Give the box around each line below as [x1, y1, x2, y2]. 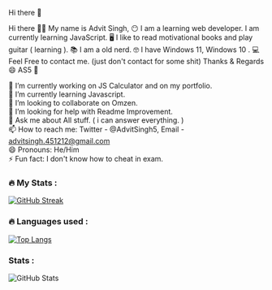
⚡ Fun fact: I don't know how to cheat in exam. [8, 154, 164, 163]
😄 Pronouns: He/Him [8, 145, 80, 154]
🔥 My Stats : [8, 177, 58, 188]
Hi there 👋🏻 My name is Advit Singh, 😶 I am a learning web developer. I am [8, 24, 260, 32]
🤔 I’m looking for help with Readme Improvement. [8, 106, 173, 116]
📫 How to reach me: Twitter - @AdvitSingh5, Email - [8, 124, 185, 134]
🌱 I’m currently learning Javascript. [8, 89, 126, 99]
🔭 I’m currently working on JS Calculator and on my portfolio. [8, 81, 213, 90]
